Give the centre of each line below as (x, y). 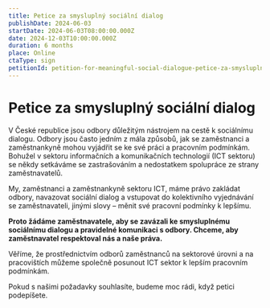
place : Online (32, 53)
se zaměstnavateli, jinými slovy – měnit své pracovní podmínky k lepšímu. (130, 205)
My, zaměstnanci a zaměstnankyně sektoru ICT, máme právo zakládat (125, 188)
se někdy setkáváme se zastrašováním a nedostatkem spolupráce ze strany (134, 164)
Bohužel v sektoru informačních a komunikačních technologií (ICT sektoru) (132, 156)
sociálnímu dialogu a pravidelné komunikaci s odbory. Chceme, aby (123, 229)
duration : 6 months (41, 46)
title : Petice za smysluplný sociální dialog (86, 16)
